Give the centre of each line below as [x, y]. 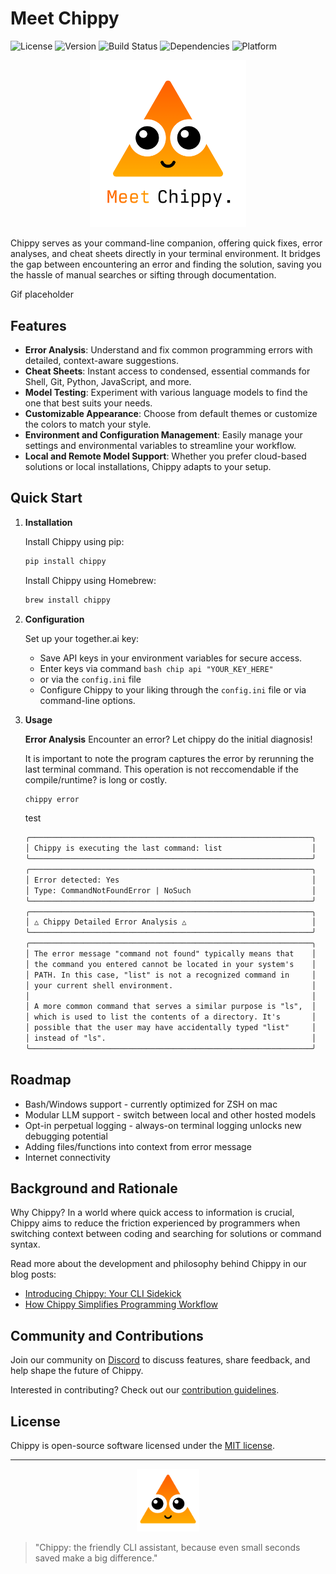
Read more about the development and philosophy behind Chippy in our [158, 1264]
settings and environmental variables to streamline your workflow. [160, 445]
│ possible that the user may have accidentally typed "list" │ [170, 1028]
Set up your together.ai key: [82, 638]
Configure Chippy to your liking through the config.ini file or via [173, 689]
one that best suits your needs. [88, 403]
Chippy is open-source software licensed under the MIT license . [142, 1446]
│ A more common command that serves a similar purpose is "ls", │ [170, 1007]
